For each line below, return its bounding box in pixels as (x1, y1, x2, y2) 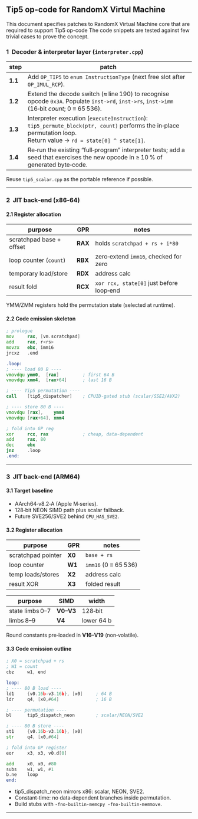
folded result (85, 580, 121, 588)
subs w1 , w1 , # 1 (6, 766, 54, 772)
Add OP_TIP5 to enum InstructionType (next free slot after (27, 73, 186, 81)
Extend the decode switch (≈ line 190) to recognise (27, 90, 170, 98)
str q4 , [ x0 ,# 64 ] (6, 734, 60, 740)
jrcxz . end (6, 350, 38, 356)
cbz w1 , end (6, 669, 46, 675)
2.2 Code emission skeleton (6, 315, 76, 322)
